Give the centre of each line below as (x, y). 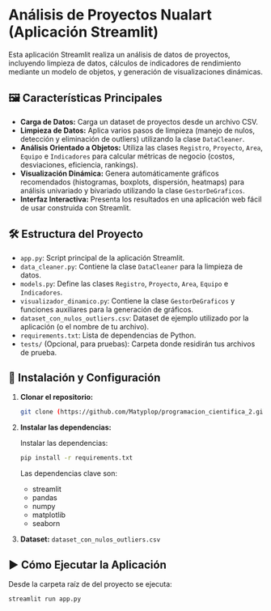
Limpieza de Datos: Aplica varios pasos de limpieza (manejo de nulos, (137, 130)
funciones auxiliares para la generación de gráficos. (107, 309)
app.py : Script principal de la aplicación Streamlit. (102, 257)
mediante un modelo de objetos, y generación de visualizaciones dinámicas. (135, 71)
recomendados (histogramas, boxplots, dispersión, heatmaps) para (132, 182)
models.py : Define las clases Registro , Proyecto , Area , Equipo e (124, 283)
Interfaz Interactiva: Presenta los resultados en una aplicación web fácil (141, 199)
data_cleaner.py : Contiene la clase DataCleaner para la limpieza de (131, 266)
